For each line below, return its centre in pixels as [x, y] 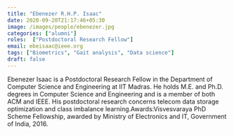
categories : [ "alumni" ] [42, 33]
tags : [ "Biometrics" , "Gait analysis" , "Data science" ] [91, 53]
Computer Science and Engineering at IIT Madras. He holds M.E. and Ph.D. [115, 86]
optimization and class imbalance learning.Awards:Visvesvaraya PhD [107, 108]
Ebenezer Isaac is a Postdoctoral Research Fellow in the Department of [110, 79]
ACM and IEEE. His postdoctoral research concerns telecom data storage [113, 101]
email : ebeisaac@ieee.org [45, 46]
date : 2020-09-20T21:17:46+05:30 [56, 20]
